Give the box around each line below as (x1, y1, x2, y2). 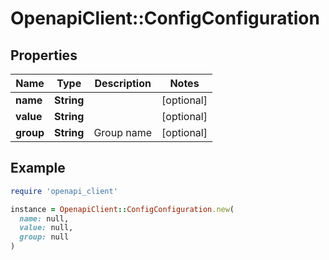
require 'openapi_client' (10, 186, 118, 196)
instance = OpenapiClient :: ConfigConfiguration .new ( (10, 204, 235, 214)
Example (10, 160, 66, 177)
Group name (93, 126, 153, 139)
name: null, (19, 213, 70, 224)
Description (94, 77, 152, 90)
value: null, (19, 223, 74, 233)
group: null (19, 232, 70, 242)
